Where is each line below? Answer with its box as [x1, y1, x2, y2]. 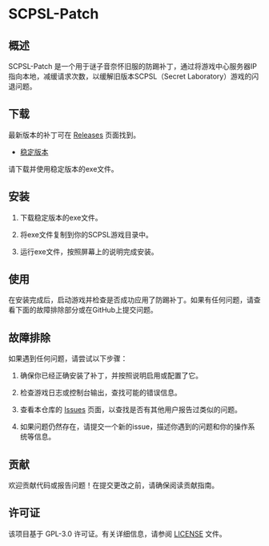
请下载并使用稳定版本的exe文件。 [8, 164, 118, 173]
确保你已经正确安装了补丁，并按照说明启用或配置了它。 [19, 370, 203, 381]
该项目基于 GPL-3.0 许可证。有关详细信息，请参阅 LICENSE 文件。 [8, 528, 227, 538]
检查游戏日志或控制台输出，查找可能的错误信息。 [19, 388, 182, 398]
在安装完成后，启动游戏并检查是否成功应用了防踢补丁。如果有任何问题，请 [8, 295, 254, 305]
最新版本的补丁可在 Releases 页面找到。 [8, 130, 141, 140]
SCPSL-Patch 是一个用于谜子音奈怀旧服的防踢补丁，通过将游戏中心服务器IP [8, 62, 258, 71]
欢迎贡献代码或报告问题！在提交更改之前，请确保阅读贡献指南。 [8, 480, 219, 490]
